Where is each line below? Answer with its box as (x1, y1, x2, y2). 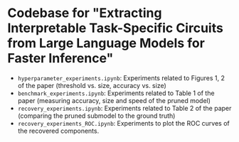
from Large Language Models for (7, 35, 205, 51)
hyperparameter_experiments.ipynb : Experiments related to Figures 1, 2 (17, 73, 225, 82)
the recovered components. (17, 126, 100, 135)
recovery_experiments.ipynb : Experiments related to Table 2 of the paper (17, 104, 232, 112)
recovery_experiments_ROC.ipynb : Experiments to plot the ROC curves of (17, 119, 230, 127)
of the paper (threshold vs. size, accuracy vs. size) (17, 81, 167, 89)
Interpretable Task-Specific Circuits (7, 20, 224, 36)
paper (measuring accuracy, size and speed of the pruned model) (17, 96, 211, 104)
